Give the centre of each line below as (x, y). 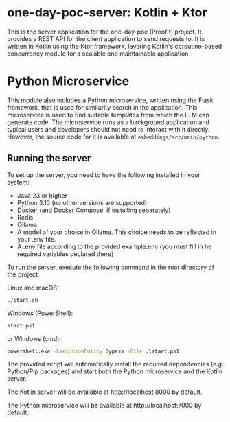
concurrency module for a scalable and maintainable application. (99, 54)
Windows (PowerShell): (40, 313)
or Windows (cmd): (34, 338)
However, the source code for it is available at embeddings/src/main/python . (113, 137)
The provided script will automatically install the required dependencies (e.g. (115, 364)
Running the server (49, 158)
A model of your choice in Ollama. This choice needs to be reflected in (117, 232)
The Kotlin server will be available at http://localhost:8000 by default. (105, 392)
